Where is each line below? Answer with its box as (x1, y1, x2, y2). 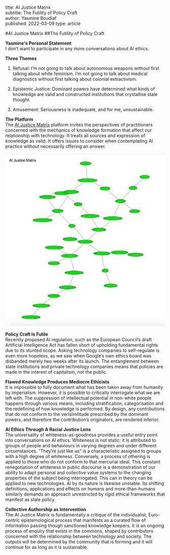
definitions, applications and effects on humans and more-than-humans (5, 485, 156, 492)
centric (5, 517, 20, 523)
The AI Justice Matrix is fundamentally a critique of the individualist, (5, 511, 148, 517)
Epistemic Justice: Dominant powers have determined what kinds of (12, 86, 155, 92)
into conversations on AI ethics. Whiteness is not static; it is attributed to (5, 437, 156, 443)
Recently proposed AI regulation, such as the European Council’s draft (5, 336, 152, 342)
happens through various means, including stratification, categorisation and (5, 400, 164, 406)
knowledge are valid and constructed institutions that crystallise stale (12, 91, 158, 97)
